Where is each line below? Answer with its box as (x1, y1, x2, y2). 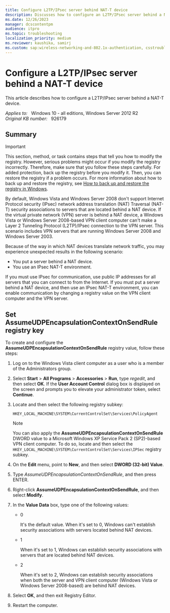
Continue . (12, 392, 34, 398)
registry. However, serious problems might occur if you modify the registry (5, 159, 161, 165)
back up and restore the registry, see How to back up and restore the (5, 180, 149, 187)
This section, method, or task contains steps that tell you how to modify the (5, 154, 162, 160)
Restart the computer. (12, 602, 58, 608)
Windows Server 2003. (5, 233, 54, 239)
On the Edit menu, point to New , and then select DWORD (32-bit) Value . (12, 462, 164, 468)
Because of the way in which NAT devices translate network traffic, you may (5, 243, 164, 250)
